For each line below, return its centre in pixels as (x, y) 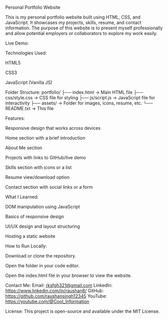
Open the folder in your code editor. (43, 265)
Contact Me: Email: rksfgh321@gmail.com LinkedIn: (59, 285)
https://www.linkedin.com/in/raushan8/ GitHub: (54, 291)
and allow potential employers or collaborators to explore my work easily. (81, 33)
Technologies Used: (26, 53)
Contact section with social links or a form (49, 187)
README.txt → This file (30, 108)
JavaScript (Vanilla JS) (29, 82)
